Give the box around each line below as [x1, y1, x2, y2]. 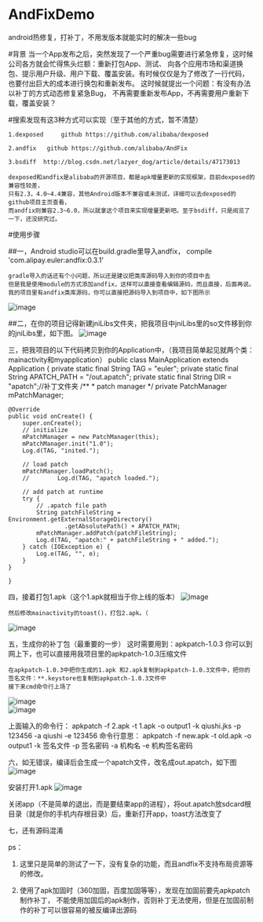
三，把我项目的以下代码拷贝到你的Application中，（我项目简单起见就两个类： [8, 345, 255, 354]
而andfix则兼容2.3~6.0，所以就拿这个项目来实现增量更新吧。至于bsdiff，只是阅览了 [8, 207, 250, 214]
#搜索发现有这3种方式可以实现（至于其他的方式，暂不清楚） [8, 115, 203, 124]
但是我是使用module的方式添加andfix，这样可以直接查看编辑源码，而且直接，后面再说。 [8, 280, 255, 288]
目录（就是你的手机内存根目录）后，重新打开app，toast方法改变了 [8, 809, 222, 818]
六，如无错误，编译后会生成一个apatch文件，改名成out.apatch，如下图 [8, 757, 237, 767]
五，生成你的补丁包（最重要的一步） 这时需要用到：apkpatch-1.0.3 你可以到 [8, 638, 253, 649]
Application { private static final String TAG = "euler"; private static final [8, 364, 239, 373]
